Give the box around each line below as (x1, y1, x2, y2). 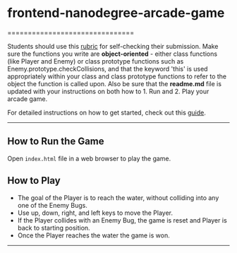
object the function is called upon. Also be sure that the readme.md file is (7, 79, 222, 88)
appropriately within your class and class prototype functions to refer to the (7, 72, 227, 81)
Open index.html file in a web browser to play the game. (7, 154, 171, 163)
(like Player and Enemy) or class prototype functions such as (7, 57, 184, 65)
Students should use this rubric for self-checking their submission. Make (7, 42, 219, 50)
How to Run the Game (7, 136, 104, 148)
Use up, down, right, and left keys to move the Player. (17, 208, 174, 217)
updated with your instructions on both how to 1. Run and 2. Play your (7, 87, 209, 95)
